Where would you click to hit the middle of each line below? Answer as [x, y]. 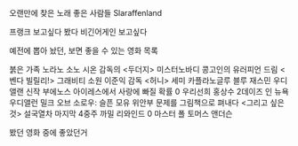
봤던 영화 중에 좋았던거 [48, 132]
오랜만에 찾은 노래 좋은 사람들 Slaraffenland [86, 13]
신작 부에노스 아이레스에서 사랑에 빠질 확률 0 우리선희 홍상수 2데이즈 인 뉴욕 [157, 92]
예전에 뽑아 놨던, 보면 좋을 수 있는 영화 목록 [84, 50]
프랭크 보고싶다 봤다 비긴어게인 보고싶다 [78, 32]
